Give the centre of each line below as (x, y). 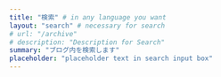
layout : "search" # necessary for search (87, 26)
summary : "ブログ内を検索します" (65, 50)
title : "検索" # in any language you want (88, 17)
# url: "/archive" (43, 34)
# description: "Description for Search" (87, 42)
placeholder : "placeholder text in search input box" (111, 58)
